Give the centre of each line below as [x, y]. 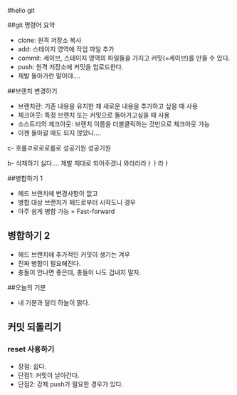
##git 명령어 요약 [31, 25]
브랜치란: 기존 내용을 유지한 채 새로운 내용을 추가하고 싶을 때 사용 [107, 106]
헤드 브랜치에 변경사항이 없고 [58, 193]
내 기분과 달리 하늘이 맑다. [54, 302]
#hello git [21, 10]
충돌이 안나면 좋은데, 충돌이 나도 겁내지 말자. [79, 272]
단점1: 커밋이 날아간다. [48, 375]
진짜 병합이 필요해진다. [49, 263]
